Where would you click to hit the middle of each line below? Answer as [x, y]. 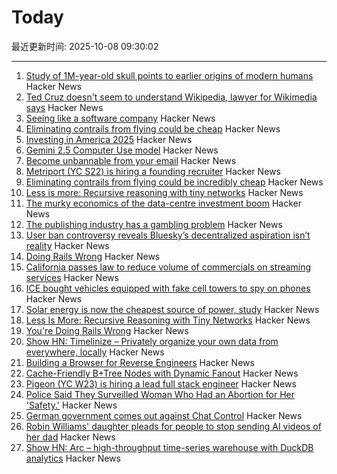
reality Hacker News [67, 245]
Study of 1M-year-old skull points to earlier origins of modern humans [169, 75]
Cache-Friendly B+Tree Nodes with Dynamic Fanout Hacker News [162, 373]
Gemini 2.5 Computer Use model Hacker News [122, 150]
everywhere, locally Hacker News [95, 352]
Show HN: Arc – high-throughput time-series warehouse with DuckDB [169, 447]
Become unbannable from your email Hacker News [131, 160]
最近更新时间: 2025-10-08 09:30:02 [85, 46]
